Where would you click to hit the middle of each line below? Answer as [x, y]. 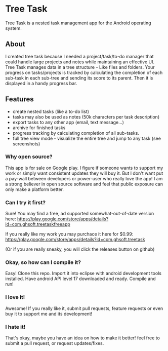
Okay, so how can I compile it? [43, 262]
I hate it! [15, 327]
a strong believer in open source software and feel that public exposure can [84, 184]
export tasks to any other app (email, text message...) [68, 122]
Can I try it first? [26, 202]
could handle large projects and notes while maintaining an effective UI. [80, 62]
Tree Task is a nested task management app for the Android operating [78, 23]
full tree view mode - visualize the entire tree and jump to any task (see [87, 138]
